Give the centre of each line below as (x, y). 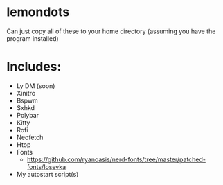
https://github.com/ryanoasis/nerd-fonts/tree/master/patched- (116, 159)
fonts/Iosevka (46, 166)
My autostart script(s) (47, 174)
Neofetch (30, 137)
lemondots (38, 12)
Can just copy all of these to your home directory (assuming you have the (111, 31)
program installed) (33, 38)
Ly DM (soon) (36, 86)
